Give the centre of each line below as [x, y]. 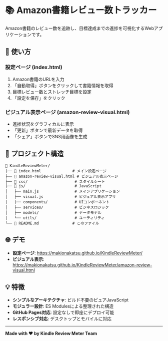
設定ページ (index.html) [34, 67]
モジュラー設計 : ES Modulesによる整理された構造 [63, 306]
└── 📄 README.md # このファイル [52, 223]
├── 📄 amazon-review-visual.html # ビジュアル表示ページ [62, 176]
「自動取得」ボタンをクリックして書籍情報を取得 [63, 85]
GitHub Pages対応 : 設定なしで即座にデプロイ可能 [63, 312]
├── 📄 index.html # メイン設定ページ [56, 171]
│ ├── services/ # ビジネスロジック [57, 207]
